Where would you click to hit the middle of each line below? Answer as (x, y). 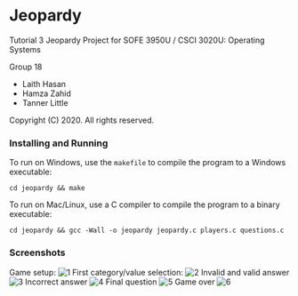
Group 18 (26, 67)
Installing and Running (59, 143)
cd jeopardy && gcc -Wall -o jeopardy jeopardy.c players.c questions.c (147, 231)
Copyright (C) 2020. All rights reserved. (82, 120)
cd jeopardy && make (48, 188)
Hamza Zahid (46, 93)
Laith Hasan (44, 84)
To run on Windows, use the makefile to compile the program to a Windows (148, 163)
